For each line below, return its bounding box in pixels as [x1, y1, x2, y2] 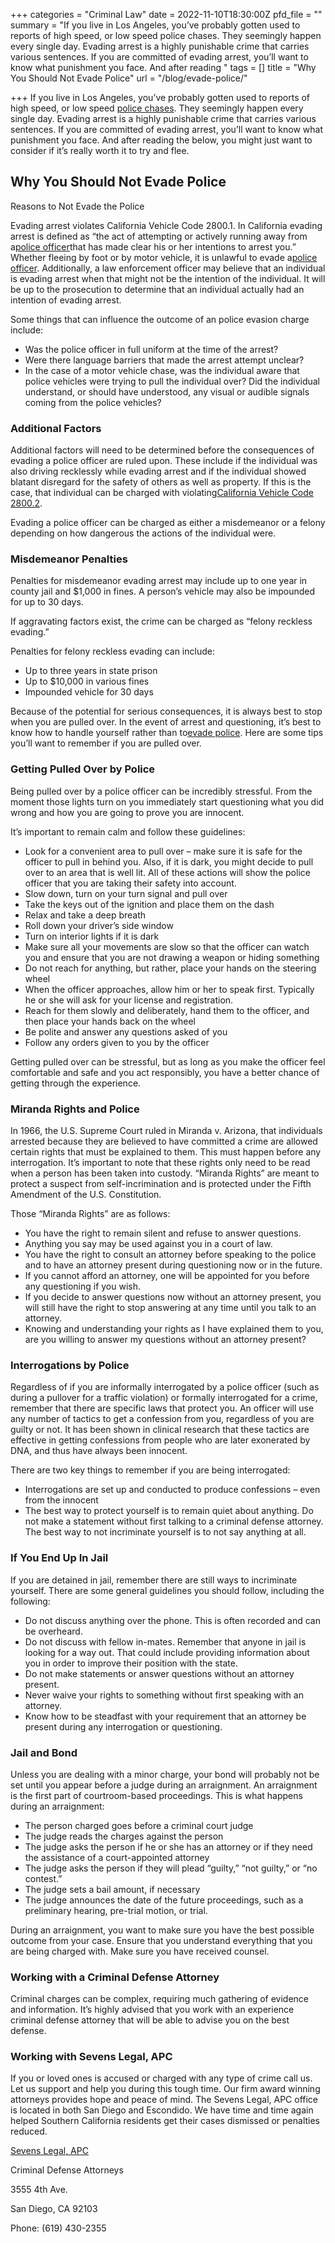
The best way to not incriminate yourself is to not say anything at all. [24, 1526, 307, 1538]
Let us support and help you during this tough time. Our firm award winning [10, 2083, 321, 2095]
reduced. [10, 2125, 48, 2138]
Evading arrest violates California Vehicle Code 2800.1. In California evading [10, 219, 323, 231]
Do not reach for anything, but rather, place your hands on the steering [24, 962, 317, 974]
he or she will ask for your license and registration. [24, 994, 234, 1006]
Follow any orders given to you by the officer [24, 1036, 210, 1048]
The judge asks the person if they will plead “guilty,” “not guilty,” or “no [24, 1862, 318, 1874]
